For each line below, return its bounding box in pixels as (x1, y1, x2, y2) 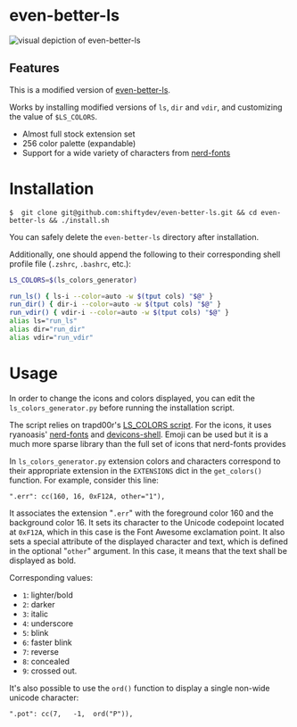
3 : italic (21, 608, 49, 619)
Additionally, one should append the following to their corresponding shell (9, 249, 281, 260)
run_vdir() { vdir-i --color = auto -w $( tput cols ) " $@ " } (9, 309, 229, 318)
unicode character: (9, 692, 79, 703)
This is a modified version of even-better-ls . (9, 84, 171, 95)
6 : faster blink (21, 637, 73, 648)
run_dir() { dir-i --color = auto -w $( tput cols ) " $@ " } (9, 300, 221, 309)
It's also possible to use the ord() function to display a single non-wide (9, 682, 270, 693)
